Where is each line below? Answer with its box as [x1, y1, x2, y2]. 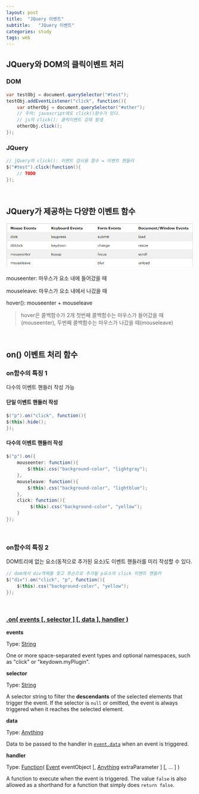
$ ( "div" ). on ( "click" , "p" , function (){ [6, 577, 105, 583]
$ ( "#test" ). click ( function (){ [6, 164, 82, 170]
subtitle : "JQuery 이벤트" [6, 22, 75, 28]
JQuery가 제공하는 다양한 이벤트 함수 [6, 207, 136, 217]
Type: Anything [6, 729, 43, 735]
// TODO [17, 170, 36, 176]
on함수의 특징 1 [6, 369, 48, 377]
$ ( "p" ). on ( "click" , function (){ [6, 413, 86, 419]
